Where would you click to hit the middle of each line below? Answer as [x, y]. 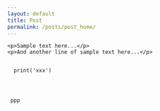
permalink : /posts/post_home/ [52, 27]
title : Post [25, 20]
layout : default [31, 14]
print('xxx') [33, 71]
